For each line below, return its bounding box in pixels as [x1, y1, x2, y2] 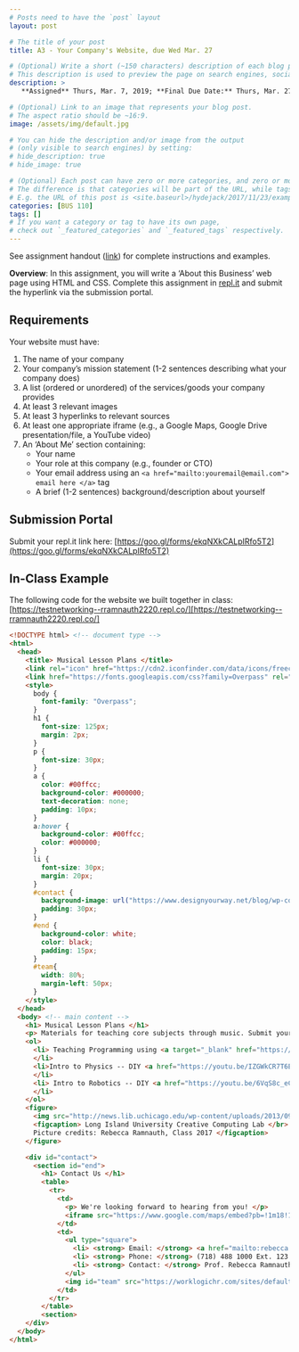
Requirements [9, 313, 89, 328]
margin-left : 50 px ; [41, 979, 114, 988]
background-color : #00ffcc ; [41, 830, 145, 839]
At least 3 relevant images [21, 400, 118, 411]
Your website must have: [9, 336, 100, 347]
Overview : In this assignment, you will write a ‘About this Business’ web [9, 268, 272, 278]
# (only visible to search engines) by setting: [9, 144, 193, 153]
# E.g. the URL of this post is [9, 193, 129, 202]
